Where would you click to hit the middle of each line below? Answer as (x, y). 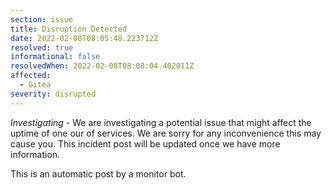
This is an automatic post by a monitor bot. (98, 173)
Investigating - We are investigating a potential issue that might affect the (161, 122)
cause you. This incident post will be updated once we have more (145, 143)
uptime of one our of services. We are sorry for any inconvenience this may (166, 133)
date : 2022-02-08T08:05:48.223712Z (84, 38)
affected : (31, 76)
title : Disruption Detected (69, 29)
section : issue (42, 19)
